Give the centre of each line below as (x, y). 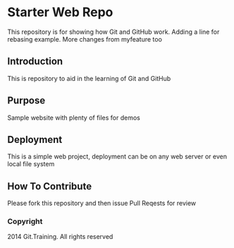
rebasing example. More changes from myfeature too (85, 39)
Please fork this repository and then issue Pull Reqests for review (102, 203)
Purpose (26, 100)
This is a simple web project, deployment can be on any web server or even (117, 156)
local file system (31, 164)
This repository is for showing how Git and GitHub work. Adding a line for (113, 32)
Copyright (25, 221)
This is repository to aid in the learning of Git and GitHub (89, 78)
